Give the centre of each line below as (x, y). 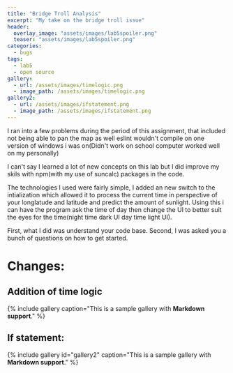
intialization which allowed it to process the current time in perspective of (113, 195)
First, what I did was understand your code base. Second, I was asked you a (117, 230)
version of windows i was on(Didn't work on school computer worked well (114, 145)
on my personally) (33, 153)
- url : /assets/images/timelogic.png (68, 85)
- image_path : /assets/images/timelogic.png (79, 91)
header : (18, 26)
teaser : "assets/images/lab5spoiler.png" (75, 40)
